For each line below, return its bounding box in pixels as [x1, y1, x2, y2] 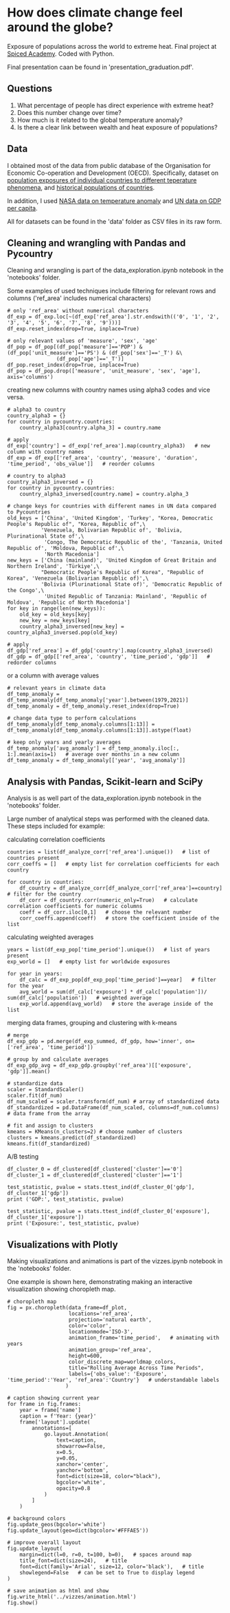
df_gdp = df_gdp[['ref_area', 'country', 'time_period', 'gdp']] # [7, 653, 211, 660]
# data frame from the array [7, 1110, 91, 1117]
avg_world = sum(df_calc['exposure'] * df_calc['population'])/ [19, 989, 207, 995]
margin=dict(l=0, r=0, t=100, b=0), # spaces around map [19, 1551, 192, 1558]
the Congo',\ [7, 587, 45, 594]
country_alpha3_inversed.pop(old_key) [7, 629, 118, 636]
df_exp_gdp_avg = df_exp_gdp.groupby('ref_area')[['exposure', [7, 1062, 192, 1069]
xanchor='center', [56, 1461, 109, 1468]
